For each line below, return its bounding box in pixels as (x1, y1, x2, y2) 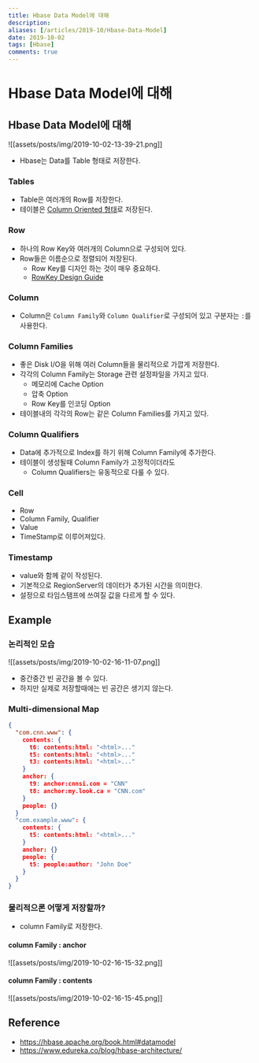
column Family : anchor (8, 940, 87, 950)
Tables (8, 176, 35, 187)
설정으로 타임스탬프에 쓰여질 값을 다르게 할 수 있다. (19, 591, 176, 600)
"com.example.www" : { (15, 817, 87, 824)
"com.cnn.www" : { (15, 728, 72, 736)
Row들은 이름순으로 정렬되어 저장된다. (19, 254, 138, 263)
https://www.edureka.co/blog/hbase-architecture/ (19, 1045, 183, 1055)
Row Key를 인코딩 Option (31, 399, 111, 409)
